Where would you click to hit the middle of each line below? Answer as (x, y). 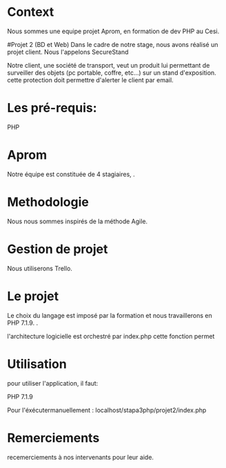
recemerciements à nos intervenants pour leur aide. (80, 457)
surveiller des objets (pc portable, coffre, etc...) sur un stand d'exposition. (112, 73)
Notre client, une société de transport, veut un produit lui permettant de (109, 65)
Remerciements (53, 438)
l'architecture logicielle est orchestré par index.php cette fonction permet (111, 336)
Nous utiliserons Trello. (40, 268)
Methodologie (48, 202)
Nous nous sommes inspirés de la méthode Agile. (78, 221)
